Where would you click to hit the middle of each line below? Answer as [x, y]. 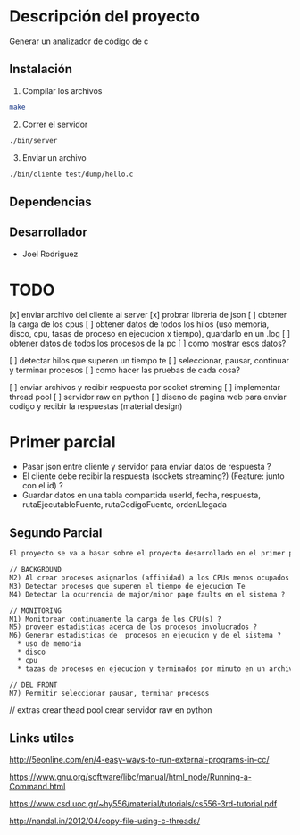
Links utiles [42, 738]
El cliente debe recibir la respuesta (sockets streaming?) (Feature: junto [153, 476]
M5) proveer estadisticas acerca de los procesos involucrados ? [133, 627]
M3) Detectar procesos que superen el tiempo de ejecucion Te [127, 586]
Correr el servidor [55, 124]
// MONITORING [36, 610]
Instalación [41, 69]
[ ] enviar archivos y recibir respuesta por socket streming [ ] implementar [145, 387]
